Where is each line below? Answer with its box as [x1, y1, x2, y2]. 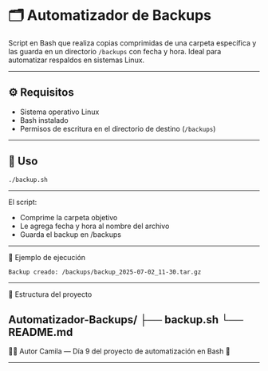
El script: [8, 197, 37, 207]
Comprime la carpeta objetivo [19, 213, 118, 223]
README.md [8, 325, 73, 339]
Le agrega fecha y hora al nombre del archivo [19, 221, 170, 231]
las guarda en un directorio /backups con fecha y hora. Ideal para [8, 46, 222, 56]
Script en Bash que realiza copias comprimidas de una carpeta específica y [8, 37, 257, 48]
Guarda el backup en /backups [19, 230, 122, 239]
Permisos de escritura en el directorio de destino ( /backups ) [19, 124, 216, 133]
